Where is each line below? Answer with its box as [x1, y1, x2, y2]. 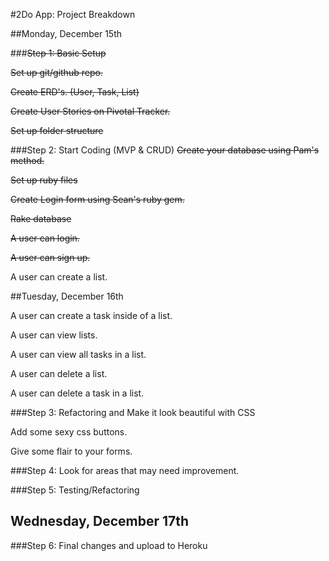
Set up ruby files [10, 174, 78, 186]
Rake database [10, 213, 72, 224]
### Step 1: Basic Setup [10, 47, 107, 59]
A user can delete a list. [10, 368, 108, 379]
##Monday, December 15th [10, 28, 122, 39]
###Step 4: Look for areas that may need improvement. [10, 465, 240, 476]
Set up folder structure [10, 125, 104, 136]
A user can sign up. [10, 252, 91, 263]
